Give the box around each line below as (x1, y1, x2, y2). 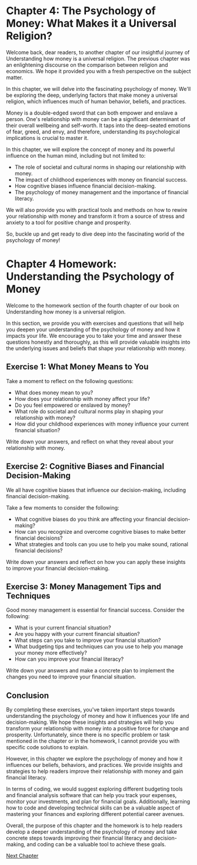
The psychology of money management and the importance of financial (14, 188, 189, 195)
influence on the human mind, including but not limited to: (6, 152, 146, 159)
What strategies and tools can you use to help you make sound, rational (14, 540, 189, 547)
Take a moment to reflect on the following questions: (6, 377, 133, 384)
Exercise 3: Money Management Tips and (6, 582, 162, 592)
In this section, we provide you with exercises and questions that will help (6, 319, 184, 327)
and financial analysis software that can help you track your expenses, (6, 792, 177, 799)
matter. (6, 74, 24, 81)
